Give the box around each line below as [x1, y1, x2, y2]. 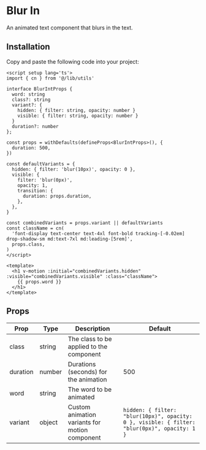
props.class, [12, 241, 45, 247]
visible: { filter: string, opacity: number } [17, 113, 139, 119]
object [39, 418, 58, 426]
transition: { [17, 187, 53, 193]
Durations [67, 359, 96, 368]
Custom [67, 402, 91, 411]
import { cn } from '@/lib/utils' [6, 75, 95, 81]
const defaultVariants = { [6, 160, 75, 167]
